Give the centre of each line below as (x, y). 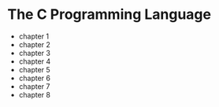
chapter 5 (34, 69)
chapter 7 (34, 86)
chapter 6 (35, 78)
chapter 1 (34, 36)
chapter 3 (34, 53)
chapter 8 (34, 94)
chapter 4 (35, 61)
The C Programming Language (109, 15)
